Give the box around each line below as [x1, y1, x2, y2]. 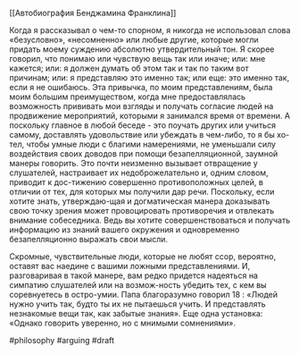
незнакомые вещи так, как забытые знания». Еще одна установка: [9, 308, 263, 318]
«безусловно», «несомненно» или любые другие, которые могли [9, 35, 259, 45]
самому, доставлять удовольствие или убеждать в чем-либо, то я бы [9, 130, 275, 139]
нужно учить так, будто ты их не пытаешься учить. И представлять [9, 299, 266, 309]
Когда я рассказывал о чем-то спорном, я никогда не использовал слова [9, 25, 291, 35]
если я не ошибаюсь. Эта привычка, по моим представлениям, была [9, 82, 273, 92]
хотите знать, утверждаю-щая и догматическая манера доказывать [9, 196, 270, 206]
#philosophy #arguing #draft [9, 335, 114, 345]
